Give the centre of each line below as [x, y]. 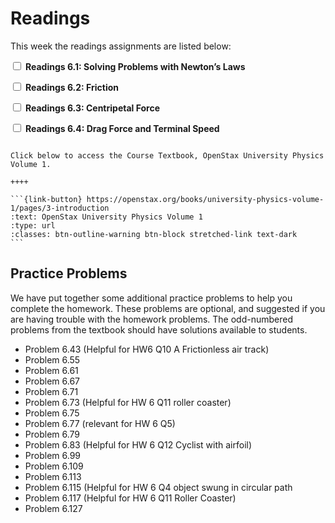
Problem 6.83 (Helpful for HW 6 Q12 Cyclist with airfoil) [138, 444]
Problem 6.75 [52, 413]
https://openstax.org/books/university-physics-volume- [205, 199]
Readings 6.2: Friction [72, 87]
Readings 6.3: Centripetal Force [92, 108]
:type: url [33, 225]
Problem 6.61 [51, 370]
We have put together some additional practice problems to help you [151, 298]
